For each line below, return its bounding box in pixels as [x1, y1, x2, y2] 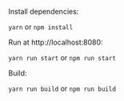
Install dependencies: [8, 7, 79, 16]
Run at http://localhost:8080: [8, 37, 103, 47]
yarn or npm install [8, 22, 74, 31]
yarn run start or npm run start [8, 53, 116, 62]
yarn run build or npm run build [8, 84, 116, 93]
